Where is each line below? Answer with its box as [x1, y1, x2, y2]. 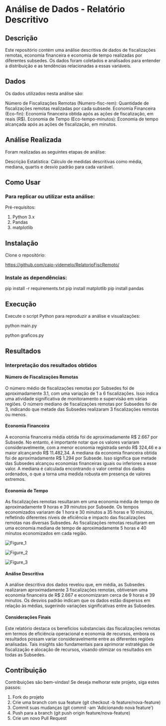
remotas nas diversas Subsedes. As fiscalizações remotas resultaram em [5, 520, 155, 526]
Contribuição [5, 666, 47, 674]
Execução [5, 300, 37, 308]
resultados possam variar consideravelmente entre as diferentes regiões [5, 635, 154, 642]
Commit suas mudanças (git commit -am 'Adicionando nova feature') [12, 705, 154, 711]
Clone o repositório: [5, 252, 46, 258]
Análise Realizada [5, 136, 62, 144]
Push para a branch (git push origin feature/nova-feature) [12, 710, 130, 716]
